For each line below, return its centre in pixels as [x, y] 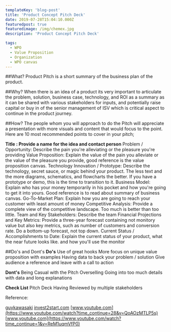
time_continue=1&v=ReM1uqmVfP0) [43, 324]
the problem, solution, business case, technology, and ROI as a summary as [85, 97]
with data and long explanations [39, 278]
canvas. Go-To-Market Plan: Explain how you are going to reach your [78, 198]
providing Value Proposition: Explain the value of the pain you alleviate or [82, 155]
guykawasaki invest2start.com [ [39, 307]
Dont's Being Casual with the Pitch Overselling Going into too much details [84, 272]
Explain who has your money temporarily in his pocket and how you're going [86, 187]
